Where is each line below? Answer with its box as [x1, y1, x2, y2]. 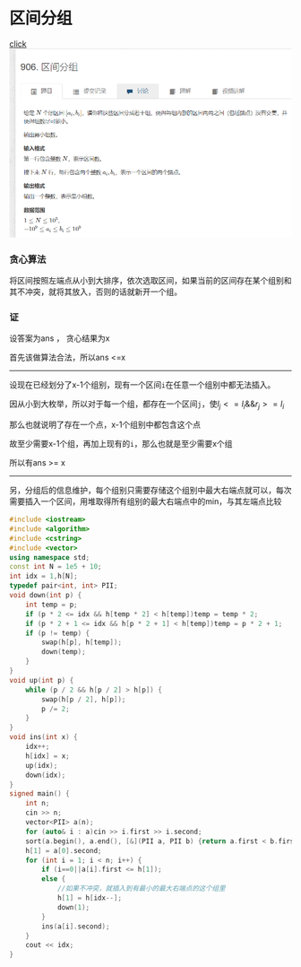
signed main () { [9, 789, 70, 798]
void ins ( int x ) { [9, 733, 78, 742]
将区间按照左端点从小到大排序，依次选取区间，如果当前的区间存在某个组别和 [9, 274, 292, 285]
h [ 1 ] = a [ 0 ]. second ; [25, 846, 102, 855]
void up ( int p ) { [9, 675, 74, 684]
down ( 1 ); [56, 902, 90, 911]
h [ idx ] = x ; [25, 751, 70, 761]
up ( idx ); [25, 761, 58, 770]
